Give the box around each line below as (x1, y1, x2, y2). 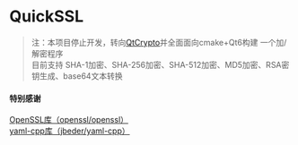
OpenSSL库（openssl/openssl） (9, 115, 128, 125)
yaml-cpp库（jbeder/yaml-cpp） (9, 125, 130, 136)
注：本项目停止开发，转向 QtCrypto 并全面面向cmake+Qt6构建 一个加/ (31, 37, 287, 47)
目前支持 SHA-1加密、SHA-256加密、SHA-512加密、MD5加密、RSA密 (31, 59, 290, 70)
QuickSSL (9, 6, 83, 27)
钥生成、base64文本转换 (31, 70, 123, 81)
